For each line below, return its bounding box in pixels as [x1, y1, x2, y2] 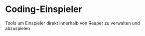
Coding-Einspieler [5, 3, 82, 15]
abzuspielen [5, 25, 30, 31]
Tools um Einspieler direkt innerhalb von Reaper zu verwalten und [5, 20, 141, 26]
